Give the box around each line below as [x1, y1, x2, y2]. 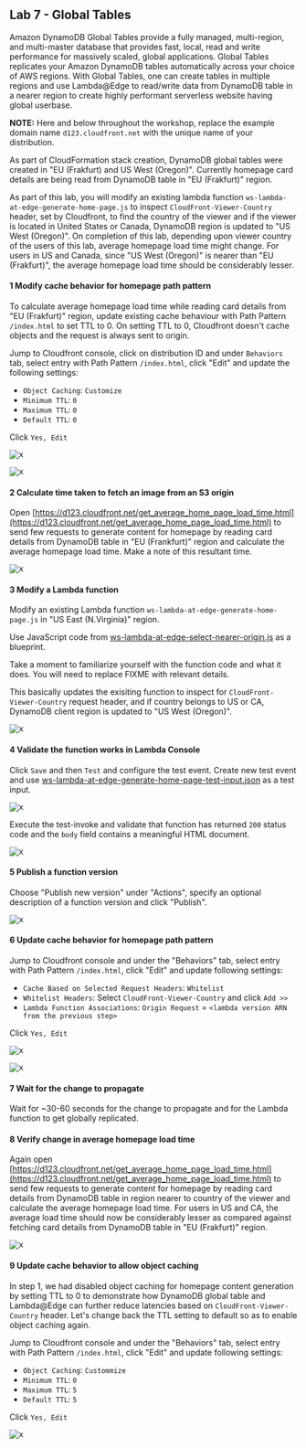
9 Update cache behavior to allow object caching [9, 1261, 199, 1272]
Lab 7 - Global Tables [9, 7, 132, 23]
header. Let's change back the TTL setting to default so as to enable [40, 1309, 298, 1320]
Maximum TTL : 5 [22, 1384, 78, 1395]
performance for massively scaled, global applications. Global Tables [9, 50, 269, 62]
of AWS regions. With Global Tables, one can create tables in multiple [9, 70, 271, 81]
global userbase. [9, 100, 73, 111]
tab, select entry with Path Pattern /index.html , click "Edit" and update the [9, 357, 290, 368]
